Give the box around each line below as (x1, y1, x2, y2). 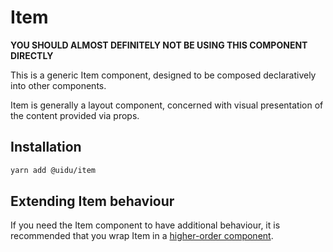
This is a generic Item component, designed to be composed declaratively (10, 69, 317, 81)
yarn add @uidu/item (10, 165, 97, 175)
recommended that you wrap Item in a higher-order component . (10, 230, 274, 242)
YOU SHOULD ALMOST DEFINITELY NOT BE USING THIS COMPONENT (10, 39, 308, 51)
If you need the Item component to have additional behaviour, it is (10, 219, 281, 231)
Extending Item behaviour (10, 193, 175, 210)
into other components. (10, 79, 107, 91)
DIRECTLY (10, 49, 54, 61)
